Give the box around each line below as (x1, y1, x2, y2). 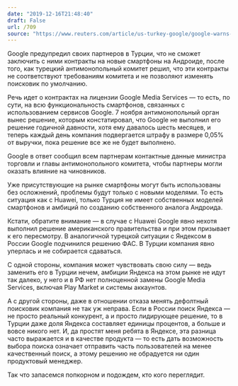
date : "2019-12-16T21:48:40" (7, 10, 93, 18)
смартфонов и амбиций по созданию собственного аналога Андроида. (7, 203, 223, 212)
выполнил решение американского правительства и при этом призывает (7, 224, 230, 233)
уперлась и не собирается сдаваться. (7, 247, 123, 255)
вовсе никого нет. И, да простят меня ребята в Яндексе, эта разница (7, 327, 217, 336)
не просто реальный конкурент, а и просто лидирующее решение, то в (7, 312, 223, 320)
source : (7, 30, 30, 37)
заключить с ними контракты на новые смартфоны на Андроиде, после (7, 57, 225, 66)
